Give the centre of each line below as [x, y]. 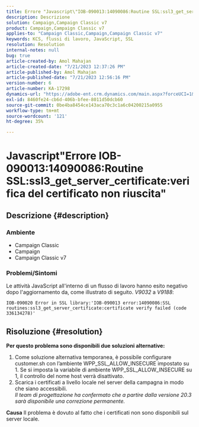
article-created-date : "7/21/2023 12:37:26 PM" [66, 67]
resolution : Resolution [36, 45]
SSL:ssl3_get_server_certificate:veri [98, 181]
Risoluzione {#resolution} [54, 331]
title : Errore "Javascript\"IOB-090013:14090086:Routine [78, 12]
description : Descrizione [38, 17]
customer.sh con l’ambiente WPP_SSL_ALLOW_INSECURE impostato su [102, 364]
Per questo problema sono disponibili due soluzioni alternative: [86, 346]
